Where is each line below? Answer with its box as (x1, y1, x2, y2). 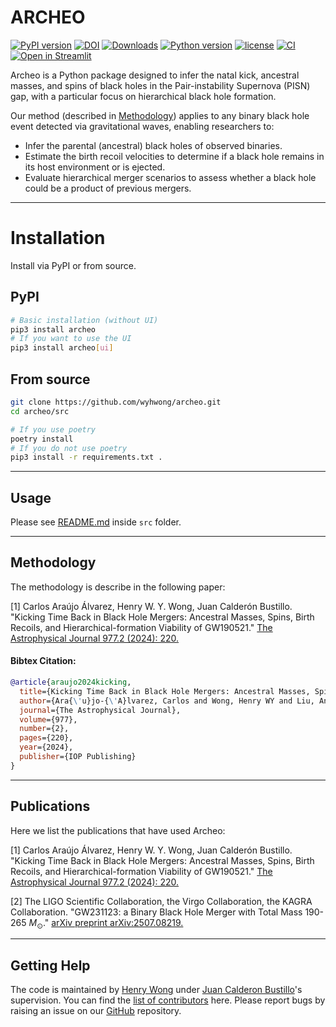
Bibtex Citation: (10, 655, 77, 667)
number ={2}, (19, 724, 70, 734)
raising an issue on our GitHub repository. (10, 1005, 182, 1017)
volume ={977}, (19, 714, 78, 725)
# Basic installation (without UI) (10, 315, 159, 325)
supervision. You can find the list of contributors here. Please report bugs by (10, 994, 326, 1006)
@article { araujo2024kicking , (10, 677, 132, 688)
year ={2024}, (19, 742, 74, 753)
